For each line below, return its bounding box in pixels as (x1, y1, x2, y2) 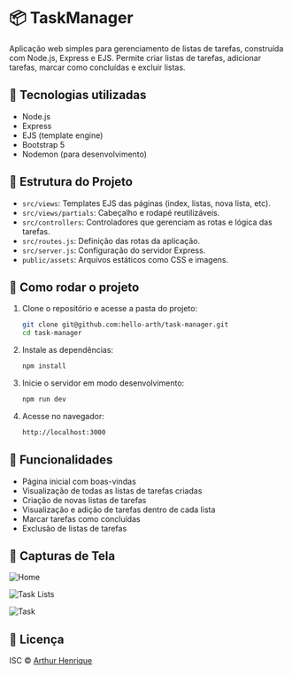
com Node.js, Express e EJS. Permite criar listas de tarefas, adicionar (9, 52, 262, 63)
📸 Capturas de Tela (9, 548, 116, 563)
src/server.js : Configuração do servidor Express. (21, 245, 206, 256)
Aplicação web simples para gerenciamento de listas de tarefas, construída (9, 42, 284, 54)
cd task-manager (21, 329, 82, 338)
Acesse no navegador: (21, 410, 104, 421)
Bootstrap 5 (21, 139, 65, 149)
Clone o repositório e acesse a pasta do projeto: (21, 303, 197, 314)
